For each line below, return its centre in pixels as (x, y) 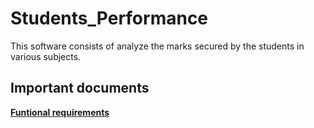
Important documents (80, 88)
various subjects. (46, 56)
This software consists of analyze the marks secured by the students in (157, 46)
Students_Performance (109, 18)
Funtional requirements (60, 112)
